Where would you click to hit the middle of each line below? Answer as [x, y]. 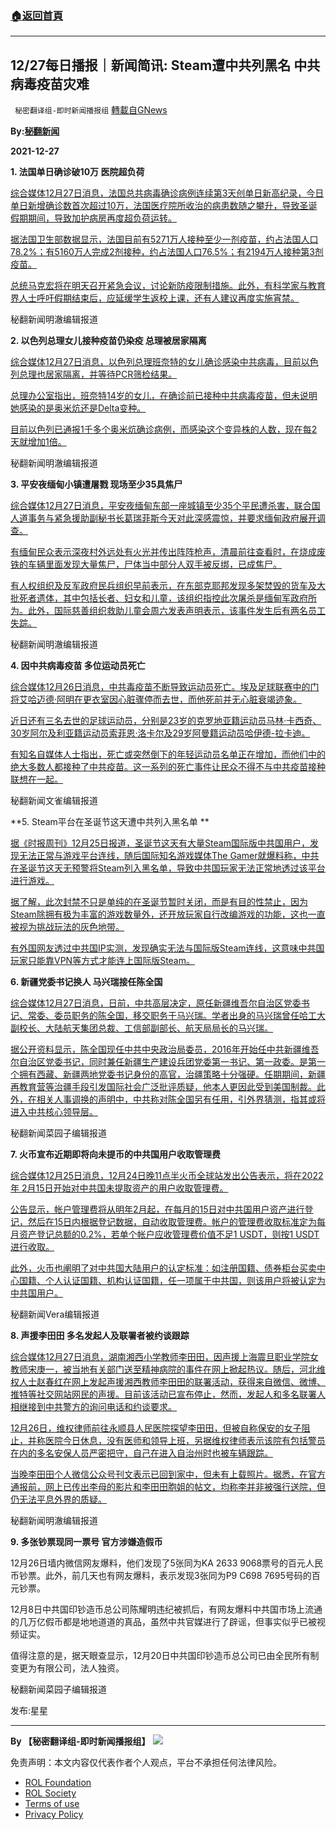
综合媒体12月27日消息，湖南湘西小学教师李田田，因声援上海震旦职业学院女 [164, 1357]
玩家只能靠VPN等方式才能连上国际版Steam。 [102, 961]
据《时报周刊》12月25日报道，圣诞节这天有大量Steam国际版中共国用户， [160, 843]
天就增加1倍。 [38, 442]
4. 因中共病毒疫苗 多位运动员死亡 [78, 666]
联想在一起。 [36, 779]
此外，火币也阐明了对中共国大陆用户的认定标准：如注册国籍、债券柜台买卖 [163, 1268]
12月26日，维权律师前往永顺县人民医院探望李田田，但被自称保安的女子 [156, 1428]
